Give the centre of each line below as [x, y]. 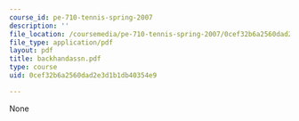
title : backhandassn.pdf [55, 59]
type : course [33, 68]
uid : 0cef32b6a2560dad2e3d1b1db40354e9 [83, 76]
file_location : [37, 34]
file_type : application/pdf [61, 42]
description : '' [39, 26]
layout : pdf [31, 51]
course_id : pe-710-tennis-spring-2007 [81, 17]
